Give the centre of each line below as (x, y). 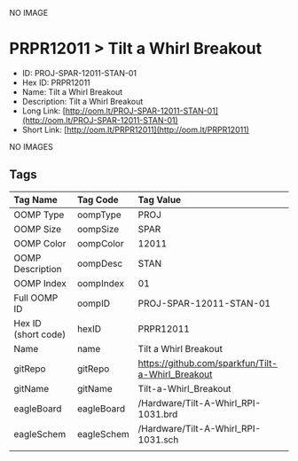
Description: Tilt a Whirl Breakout (82, 101)
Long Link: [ (44, 111)
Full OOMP (36, 298)
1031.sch (158, 440)
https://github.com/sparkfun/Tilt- (208, 363)
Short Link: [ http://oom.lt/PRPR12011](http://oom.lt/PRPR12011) (136, 129)
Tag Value (160, 199)
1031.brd (158, 414)
